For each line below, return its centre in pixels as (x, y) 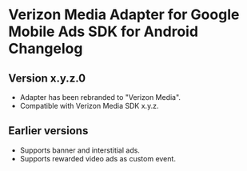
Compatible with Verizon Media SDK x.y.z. (89, 106)
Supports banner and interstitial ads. (80, 150)
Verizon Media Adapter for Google (124, 15)
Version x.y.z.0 (47, 78)
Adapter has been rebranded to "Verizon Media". (100, 97)
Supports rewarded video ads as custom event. (98, 158)
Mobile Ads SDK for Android (103, 32)
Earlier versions (48, 131)
